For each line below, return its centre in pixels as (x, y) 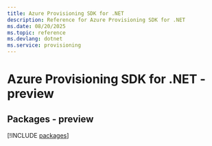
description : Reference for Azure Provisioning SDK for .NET (96, 20)
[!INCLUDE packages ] (38, 135)
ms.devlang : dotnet (35, 39)
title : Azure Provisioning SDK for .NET (66, 13)
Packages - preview (50, 119)
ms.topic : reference (37, 33)
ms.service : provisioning (44, 45)
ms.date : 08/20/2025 (37, 26)
